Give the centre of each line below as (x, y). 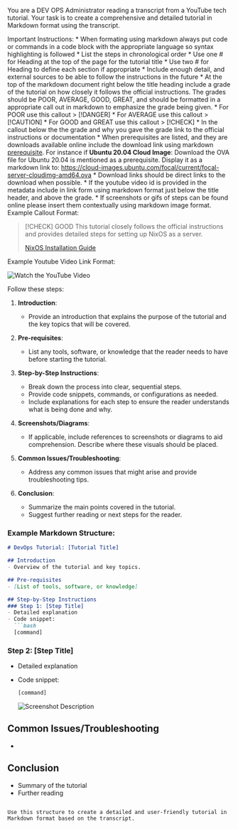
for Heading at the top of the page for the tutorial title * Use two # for (108, 62)
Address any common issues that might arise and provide (113, 472)
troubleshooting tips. (59, 479)
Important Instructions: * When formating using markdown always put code (118, 39)
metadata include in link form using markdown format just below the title (113, 190)
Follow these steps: (36, 289)
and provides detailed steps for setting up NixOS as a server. (114, 234)
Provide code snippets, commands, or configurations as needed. (123, 394)
